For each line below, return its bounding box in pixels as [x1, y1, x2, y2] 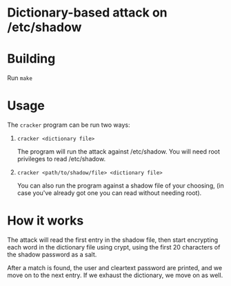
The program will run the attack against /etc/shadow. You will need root [17, 147, 221, 156]
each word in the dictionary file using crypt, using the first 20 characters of [7, 243, 221, 251]
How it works [7, 213, 84, 229]
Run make [7, 74, 33, 82]
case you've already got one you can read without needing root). [17, 189, 202, 197]
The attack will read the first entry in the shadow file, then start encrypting [7, 236, 219, 244]
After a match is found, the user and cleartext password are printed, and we [7, 264, 223, 272]
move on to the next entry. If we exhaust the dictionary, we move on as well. [7, 271, 223, 279]
